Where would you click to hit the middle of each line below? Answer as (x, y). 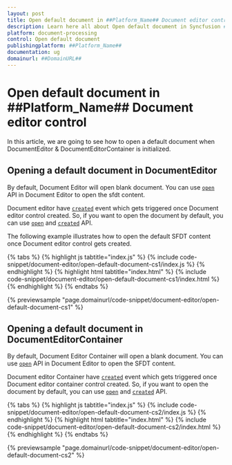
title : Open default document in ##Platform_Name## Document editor (108, 20)
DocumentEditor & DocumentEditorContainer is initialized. (89, 149)
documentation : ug (33, 53)
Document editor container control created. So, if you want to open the (108, 384)
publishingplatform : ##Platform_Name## (65, 46)
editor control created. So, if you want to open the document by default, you (115, 215)
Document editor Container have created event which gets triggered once (112, 377)
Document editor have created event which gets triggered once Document (113, 208)
